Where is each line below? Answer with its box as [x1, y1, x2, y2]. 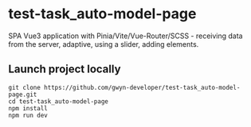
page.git [8, 90, 37, 98]
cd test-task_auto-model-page [8, 97, 109, 106]
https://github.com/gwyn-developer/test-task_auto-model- [43, 83, 241, 91]
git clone [8, 83, 41, 91]
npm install [8, 104, 48, 112]
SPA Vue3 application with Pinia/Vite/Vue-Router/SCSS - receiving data [8, 31, 243, 40]
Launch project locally [8, 63, 121, 76]
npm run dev [8, 111, 48, 119]
